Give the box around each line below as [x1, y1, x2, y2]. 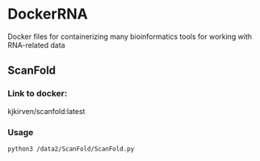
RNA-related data [7, 40, 65, 49]
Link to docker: [7, 88, 68, 100]
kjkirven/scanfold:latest [7, 106, 86, 116]
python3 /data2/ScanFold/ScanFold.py [7, 145, 135, 153]
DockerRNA [7, 5, 88, 23]
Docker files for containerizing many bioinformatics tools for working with [7, 32, 252, 41]
